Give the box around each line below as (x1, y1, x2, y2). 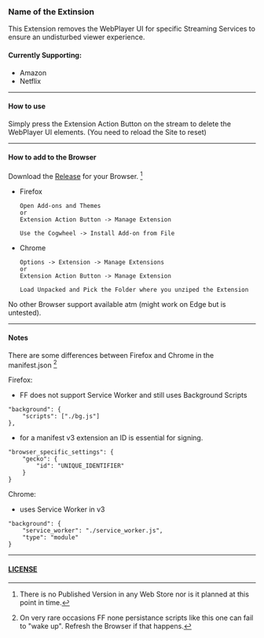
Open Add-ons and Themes (19, 202, 101, 210)
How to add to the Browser (8, 152, 97, 162)
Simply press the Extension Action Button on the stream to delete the (8, 118, 232, 128)
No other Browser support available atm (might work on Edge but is (8, 299, 226, 308)
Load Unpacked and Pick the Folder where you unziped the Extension (19, 286, 249, 293)
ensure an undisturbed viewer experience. (8, 32, 145, 42)
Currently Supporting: (8, 50, 82, 60)
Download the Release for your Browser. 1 (8, 170, 143, 180)
